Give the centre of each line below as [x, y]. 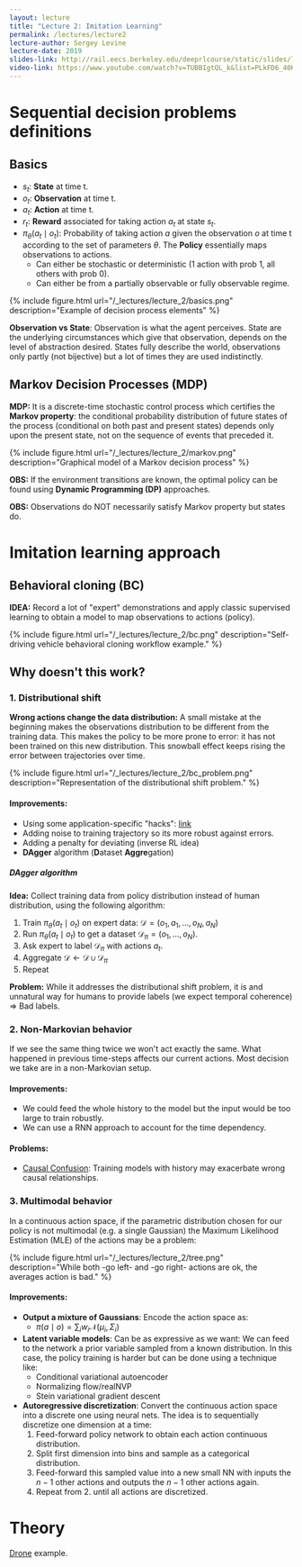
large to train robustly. [63, 1119]
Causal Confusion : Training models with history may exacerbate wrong [154, 1168]
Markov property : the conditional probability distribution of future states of [148, 416]
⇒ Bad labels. [35, 1006]
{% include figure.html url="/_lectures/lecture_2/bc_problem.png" [131, 773]
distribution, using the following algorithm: [87, 905]
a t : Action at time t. [58, 211]
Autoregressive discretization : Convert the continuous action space [150, 1405]
